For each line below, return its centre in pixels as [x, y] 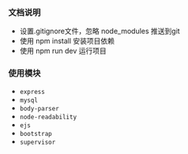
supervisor [38, 142]
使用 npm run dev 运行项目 [63, 51]
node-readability [48, 117]
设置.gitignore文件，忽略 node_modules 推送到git [100, 31]
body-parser [39, 108]
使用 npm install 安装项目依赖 [67, 41]
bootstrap [36, 133]
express [32, 92]
